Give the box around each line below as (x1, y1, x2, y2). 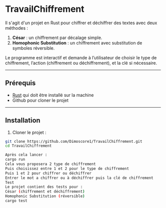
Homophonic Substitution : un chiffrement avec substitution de (12, 40, 142, 45)
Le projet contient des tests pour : (5, 184, 83, 190)
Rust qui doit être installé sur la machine (12, 92, 94, 98)
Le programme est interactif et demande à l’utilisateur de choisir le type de (5, 54, 157, 60)
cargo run (5, 157, 26, 162)
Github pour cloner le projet (12, 97, 69, 103)
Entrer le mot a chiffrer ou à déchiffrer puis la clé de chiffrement (5, 175, 154, 180)
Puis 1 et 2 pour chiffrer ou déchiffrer (5, 170, 92, 176)
